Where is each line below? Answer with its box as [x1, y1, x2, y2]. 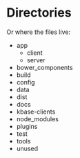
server [26, 55, 46, 64]
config [16, 78, 35, 86]
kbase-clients [16, 107, 56, 116]
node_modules [16, 114, 59, 123]
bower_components [16, 63, 73, 71]
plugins [16, 122, 38, 130]
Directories [6, 5, 72, 21]
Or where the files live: [6, 28, 70, 36]
